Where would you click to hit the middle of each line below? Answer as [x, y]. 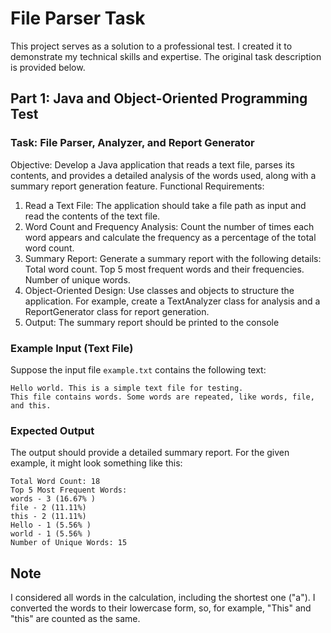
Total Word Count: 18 [55, 482]
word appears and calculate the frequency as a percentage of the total [170, 237]
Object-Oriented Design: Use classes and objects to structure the [159, 290]
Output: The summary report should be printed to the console [152, 322]
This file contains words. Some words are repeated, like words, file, [162, 397]
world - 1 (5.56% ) [51, 534]
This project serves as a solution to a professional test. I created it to [151, 46]
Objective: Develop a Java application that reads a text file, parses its [152, 164]
